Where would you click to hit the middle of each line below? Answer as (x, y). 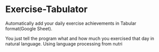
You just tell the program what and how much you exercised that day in (80, 38)
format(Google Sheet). (29, 28)
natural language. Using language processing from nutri (64, 43)
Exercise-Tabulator (46, 9)
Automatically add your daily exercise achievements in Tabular (71, 23)
